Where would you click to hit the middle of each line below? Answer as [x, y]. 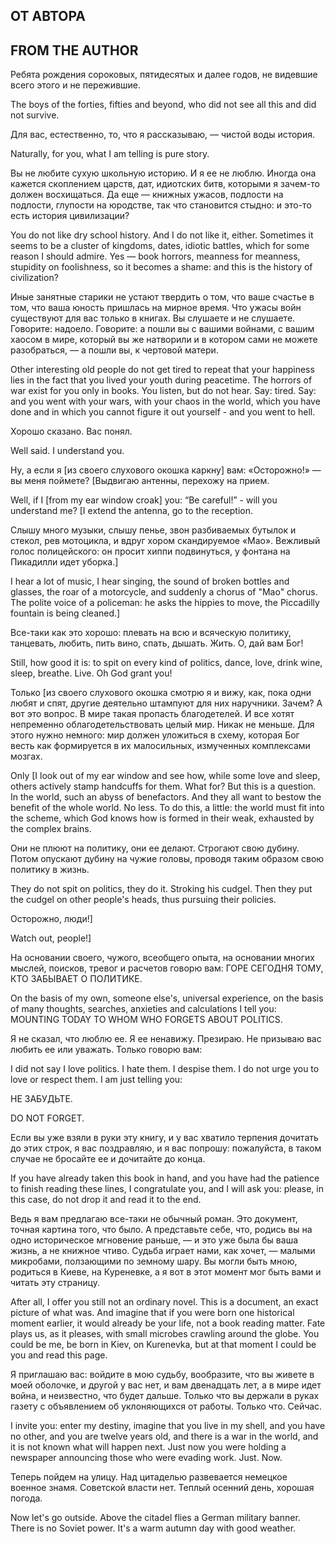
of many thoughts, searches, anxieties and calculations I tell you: [143, 1009]
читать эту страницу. [55, 1283]
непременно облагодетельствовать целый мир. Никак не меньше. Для [162, 725]
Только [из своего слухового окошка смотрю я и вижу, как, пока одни [161, 693]
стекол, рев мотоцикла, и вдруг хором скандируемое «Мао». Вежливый [165, 541]
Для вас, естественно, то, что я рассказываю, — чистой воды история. [162, 135]
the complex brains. [51, 829]
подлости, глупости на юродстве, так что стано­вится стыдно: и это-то [161, 205]
